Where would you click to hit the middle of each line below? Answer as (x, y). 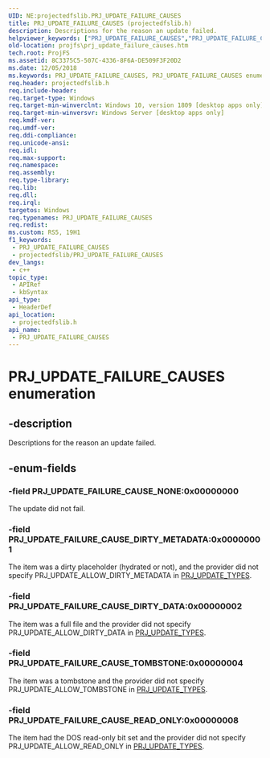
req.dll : (23, 195)
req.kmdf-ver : (32, 121)
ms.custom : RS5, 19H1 (45, 233)
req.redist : (28, 225)
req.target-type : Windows (51, 98)
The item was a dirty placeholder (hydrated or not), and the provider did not (133, 567)
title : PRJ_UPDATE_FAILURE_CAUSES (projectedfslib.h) (100, 23)
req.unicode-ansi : (39, 143)
